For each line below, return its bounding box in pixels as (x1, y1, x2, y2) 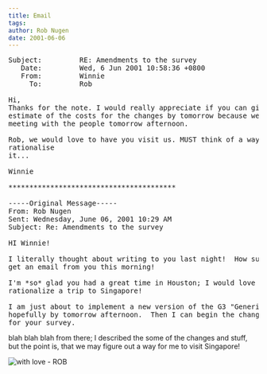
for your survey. (8, 318, 75, 327)
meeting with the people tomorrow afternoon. (8, 119, 189, 128)
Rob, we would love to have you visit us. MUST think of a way (8, 135, 260, 144)
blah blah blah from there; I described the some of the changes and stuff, (8, 333, 248, 343)
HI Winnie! (8, 239, 51, 247)
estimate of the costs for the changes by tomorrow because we (8, 111, 260, 120)
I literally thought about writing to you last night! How (8, 255, 248, 263)
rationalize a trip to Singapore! (8, 286, 143, 295)
